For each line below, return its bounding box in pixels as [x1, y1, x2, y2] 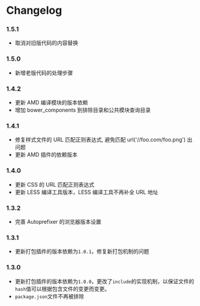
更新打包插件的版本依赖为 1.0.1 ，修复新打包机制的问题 [14, 248, 150, 255]
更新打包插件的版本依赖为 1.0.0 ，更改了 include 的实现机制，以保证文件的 [14, 277, 195, 285]
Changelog [6, 4, 62, 17]
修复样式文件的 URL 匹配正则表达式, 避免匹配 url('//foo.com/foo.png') [14, 136, 186, 143]
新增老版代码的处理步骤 [14, 69, 73, 76]
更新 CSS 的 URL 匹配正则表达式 [14, 181, 95, 188]
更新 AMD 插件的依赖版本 [14, 151, 78, 158]
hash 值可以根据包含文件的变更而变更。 [14, 285, 110, 292]
